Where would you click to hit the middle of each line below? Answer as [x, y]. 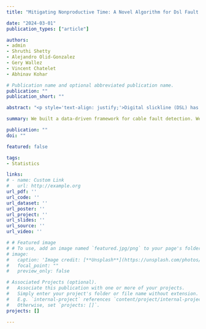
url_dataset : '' [27, 203]
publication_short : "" [35, 97]
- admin [16, 46]
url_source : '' [26, 226]
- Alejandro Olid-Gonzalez [41, 57]
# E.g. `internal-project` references [59, 299]
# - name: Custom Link [35, 180]
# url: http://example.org [44, 186]
